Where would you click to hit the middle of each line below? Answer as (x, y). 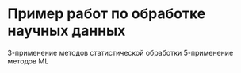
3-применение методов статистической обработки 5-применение (120, 52)
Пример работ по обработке (107, 14)
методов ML (28, 61)
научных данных (67, 31)
